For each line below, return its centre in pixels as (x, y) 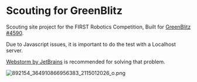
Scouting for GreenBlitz (64, 11)
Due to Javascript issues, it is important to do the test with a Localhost (91, 44)
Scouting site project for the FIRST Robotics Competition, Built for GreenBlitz (98, 27)
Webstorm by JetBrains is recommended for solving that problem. (86, 62)
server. (15, 50)
